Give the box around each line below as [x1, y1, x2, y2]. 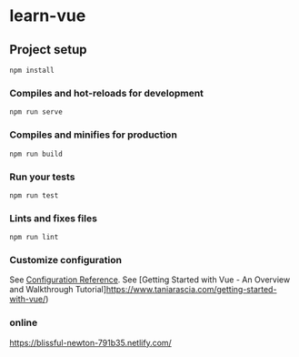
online [9, 316, 38, 329]
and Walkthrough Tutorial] [9, 284, 107, 295]
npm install [9, 66, 55, 75]
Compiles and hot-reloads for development [9, 87, 204, 99]
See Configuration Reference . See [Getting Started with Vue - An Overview [9, 274, 291, 285]
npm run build [9, 149, 64, 158]
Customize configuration [9, 254, 123, 267]
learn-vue [9, 5, 86, 26]
